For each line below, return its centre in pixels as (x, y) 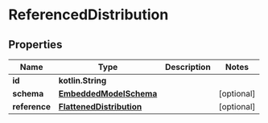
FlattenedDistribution (100, 107)
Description (188, 67)
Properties (35, 45)
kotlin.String (82, 80)
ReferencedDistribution (89, 15)
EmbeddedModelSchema (108, 94)
